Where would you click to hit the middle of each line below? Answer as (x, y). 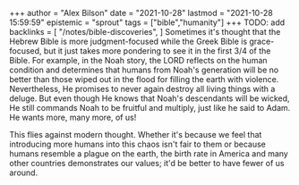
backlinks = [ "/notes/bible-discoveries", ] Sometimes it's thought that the (145, 32)
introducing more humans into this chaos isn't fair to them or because (138, 144)
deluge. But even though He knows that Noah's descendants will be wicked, (149, 98)
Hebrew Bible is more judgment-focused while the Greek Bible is (128, 41)
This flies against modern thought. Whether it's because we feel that (136, 135)
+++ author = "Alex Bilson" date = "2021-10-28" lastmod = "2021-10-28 (141, 13)
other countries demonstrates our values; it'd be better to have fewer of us (147, 163)
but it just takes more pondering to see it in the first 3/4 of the (157, 51)
